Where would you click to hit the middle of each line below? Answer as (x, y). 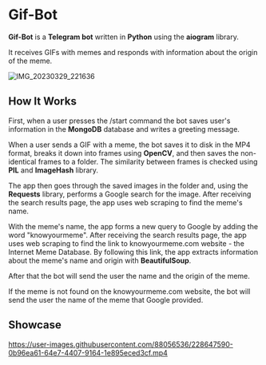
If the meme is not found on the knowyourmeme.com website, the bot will (129, 291)
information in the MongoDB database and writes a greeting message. (124, 129)
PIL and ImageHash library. (53, 170)
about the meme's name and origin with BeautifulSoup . (100, 260)
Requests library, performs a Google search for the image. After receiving (130, 194)
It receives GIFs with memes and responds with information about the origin (133, 52)
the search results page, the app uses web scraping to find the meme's (125, 202)
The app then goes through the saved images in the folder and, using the (128, 185)
